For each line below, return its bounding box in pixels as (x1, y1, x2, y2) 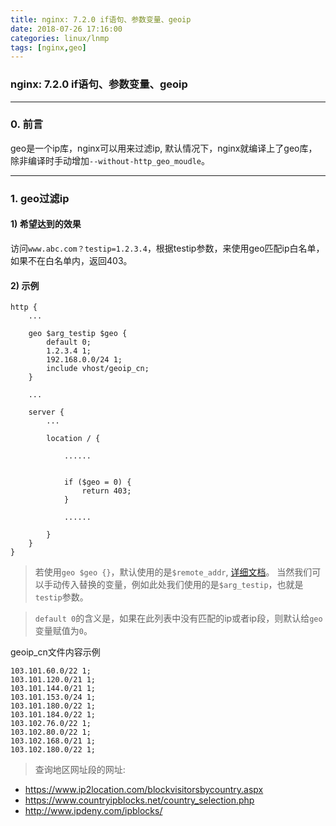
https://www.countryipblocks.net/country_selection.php (24, 794, 255, 806)
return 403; (81, 486, 132, 496)
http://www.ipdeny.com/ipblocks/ (24, 805, 163, 817)
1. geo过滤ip (10, 191, 70, 205)
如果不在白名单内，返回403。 (10, 254, 133, 266)
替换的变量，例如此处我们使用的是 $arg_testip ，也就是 (78, 579, 304, 591)
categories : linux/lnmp (10, 33, 110, 43)
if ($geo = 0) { (63, 477, 132, 488)
